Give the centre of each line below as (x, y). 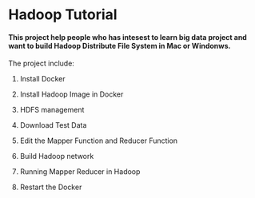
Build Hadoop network (57, 156)
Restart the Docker (51, 187)
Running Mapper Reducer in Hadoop (80, 172)
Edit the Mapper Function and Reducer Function (99, 141)
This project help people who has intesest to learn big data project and (128, 37)
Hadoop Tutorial (63, 15)
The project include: (41, 63)
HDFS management (52, 110)
